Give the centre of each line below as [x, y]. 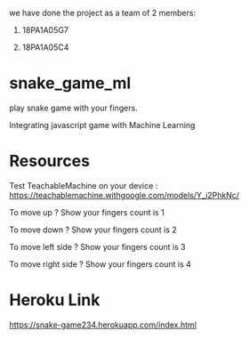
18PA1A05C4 [45, 47]
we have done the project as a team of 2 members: [103, 13]
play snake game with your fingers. [73, 108]
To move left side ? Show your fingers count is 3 [97, 246]
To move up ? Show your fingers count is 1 [87, 212]
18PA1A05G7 [45, 30]
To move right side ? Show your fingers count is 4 [100, 264]
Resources [50, 161]
